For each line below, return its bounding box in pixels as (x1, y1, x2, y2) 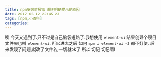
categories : (5, 20, 29, 26)
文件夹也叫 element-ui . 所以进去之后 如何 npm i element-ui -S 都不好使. (5, 41, 149, 46)
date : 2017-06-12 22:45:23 (5, 12, 60, 16)
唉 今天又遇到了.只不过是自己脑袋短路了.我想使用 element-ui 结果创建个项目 (5, 34, 157, 40)
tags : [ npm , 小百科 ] (5, 16, 42, 21)
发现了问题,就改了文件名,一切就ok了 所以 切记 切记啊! (9, 46, 115, 52)
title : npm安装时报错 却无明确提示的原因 (5, 7, 80, 12)
